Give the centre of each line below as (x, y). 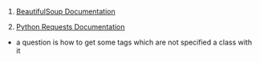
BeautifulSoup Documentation (65, 12)
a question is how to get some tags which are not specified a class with (134, 42)
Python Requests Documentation (71, 27)
